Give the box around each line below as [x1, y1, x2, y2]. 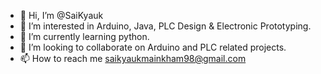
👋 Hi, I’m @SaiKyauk [19, 10, 104, 21]
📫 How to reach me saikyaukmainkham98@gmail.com [19, 53, 247, 64]
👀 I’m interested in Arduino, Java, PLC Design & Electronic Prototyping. [19, 20, 312, 32]
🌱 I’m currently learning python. [19, 31, 150, 42]
